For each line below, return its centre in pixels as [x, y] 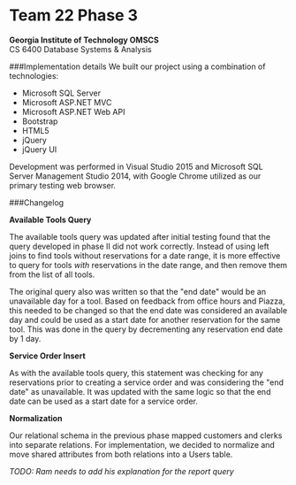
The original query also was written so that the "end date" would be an [138, 291]
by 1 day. [25, 338]
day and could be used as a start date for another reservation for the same [145, 319]
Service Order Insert [47, 356]
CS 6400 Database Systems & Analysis [80, 49]
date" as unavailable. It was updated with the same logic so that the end [140, 391]
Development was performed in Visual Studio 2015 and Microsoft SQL [136, 166]
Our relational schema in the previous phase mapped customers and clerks [146, 435]
